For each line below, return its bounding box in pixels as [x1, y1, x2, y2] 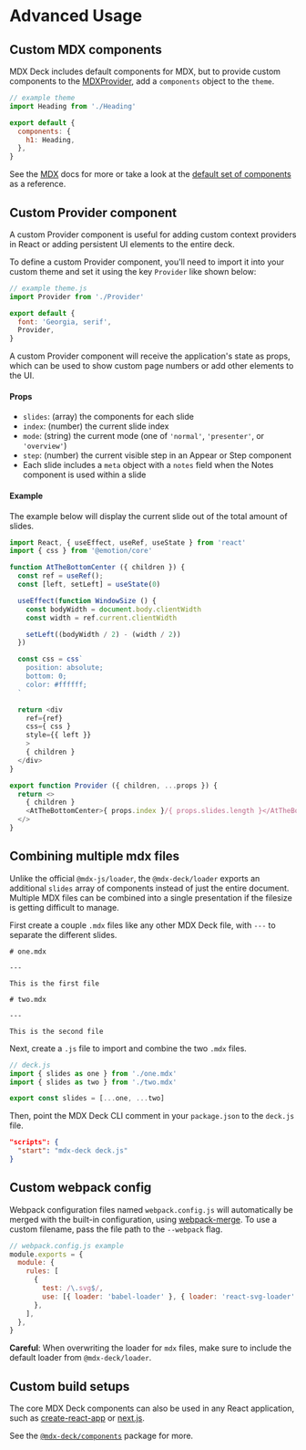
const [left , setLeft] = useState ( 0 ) [17, 580, 161, 589]
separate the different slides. [9, 929, 117, 940]
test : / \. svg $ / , [42, 1284, 104, 1293]
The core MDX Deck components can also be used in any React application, [9, 1403, 295, 1414]
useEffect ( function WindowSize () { [17, 596, 157, 605]
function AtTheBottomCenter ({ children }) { [9, 563, 185, 572]
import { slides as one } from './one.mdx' [9, 1069, 178, 1078]
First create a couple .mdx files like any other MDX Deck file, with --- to [9, 919, 276, 931]
